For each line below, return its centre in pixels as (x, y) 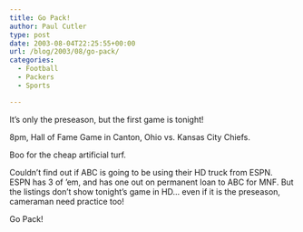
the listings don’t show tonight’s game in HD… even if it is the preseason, (145, 191)
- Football (38, 69)
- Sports (34, 86)
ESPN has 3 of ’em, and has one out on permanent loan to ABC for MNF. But (151, 182)
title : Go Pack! (40, 18)
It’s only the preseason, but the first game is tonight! (107, 119)
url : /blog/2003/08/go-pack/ (64, 52)
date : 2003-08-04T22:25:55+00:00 (73, 43)
